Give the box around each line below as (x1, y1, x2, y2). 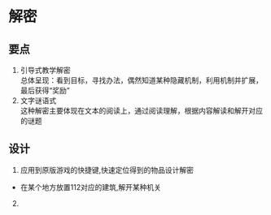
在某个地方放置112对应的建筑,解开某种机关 (20, 182, 161, 191)
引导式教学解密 (20, 66, 71, 75)
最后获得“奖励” (20, 86, 71, 95)
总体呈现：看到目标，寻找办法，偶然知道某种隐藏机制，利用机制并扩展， (20, 75, 263, 85)
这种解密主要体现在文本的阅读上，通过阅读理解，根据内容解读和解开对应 (20, 106, 263, 115)
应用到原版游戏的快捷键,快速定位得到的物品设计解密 (20, 165, 194, 174)
